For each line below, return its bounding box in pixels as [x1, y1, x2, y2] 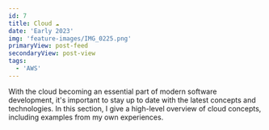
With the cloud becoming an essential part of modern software [8, 86, 217, 96]
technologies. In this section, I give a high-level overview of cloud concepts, [8, 103, 262, 113]
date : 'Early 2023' [8, 27, 74, 35]
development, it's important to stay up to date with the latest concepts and [8, 94, 256, 105]
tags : [8, 57, 27, 65]
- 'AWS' [15, 65, 42, 73]
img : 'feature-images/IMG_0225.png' [8, 34, 132, 43]
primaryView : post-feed [8, 42, 89, 50]
